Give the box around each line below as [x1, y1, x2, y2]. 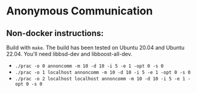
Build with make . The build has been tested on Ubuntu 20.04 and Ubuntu [6, 44, 185, 51]
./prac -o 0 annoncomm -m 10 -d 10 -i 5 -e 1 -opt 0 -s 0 [14, 63, 164, 69]
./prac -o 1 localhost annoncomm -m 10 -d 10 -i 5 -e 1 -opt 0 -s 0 [14, 70, 191, 76]
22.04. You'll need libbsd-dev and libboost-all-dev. [6, 50, 133, 58]
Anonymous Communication [6, 4, 153, 18]
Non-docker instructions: [6, 28, 104, 38]
